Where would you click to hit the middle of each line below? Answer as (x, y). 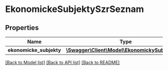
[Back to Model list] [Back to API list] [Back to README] (62, 62)
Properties (22, 28)
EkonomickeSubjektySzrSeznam (74, 9)
